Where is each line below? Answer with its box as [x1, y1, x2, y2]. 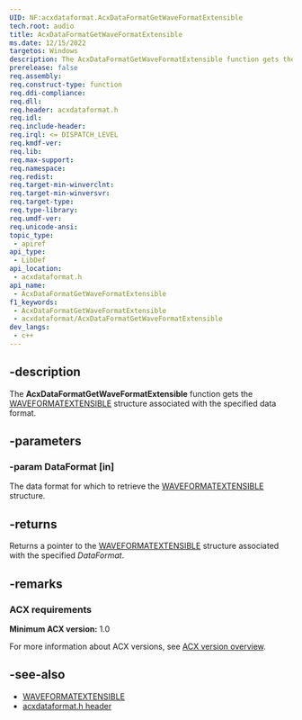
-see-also [9, 667, 66, 682]
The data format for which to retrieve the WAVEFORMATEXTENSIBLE [9, 481, 264, 491]
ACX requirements [9, 603, 93, 616]
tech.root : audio [9, 22, 75, 31]
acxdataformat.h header [22, 700, 112, 711]
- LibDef [13, 256, 47, 265]
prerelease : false [9, 64, 78, 73]
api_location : [9, 265, 63, 274]
